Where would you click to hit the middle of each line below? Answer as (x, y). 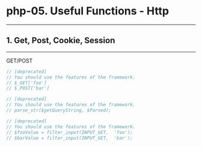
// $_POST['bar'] (28, 88)
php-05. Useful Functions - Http (88, 11)
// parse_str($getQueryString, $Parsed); (59, 110)
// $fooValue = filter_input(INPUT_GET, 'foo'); (70, 132)
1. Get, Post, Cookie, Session (61, 40)
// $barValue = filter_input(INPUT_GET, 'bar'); (70, 138)
